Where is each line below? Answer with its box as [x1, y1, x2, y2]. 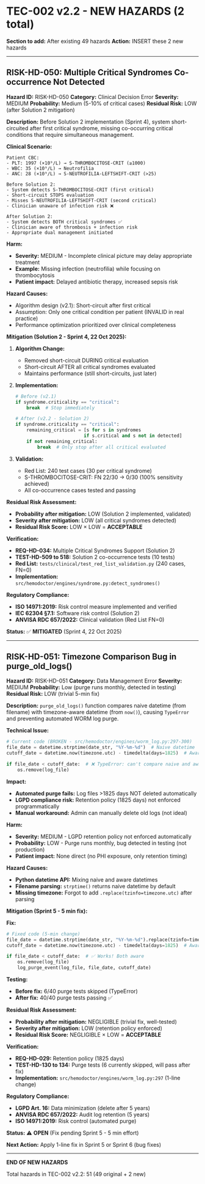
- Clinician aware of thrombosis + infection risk [6, 224, 138, 230]
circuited [6, 124, 29, 132]
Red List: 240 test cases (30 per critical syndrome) [24, 467, 153, 474]
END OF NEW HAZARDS [6, 1159, 68, 1166]
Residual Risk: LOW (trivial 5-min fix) [6, 690, 100, 698]
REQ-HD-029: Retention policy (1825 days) [15, 1055, 124, 1062]
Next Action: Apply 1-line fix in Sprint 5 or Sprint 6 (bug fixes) [6, 1141, 162, 1149]
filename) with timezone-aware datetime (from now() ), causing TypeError [6, 709, 189, 716]
